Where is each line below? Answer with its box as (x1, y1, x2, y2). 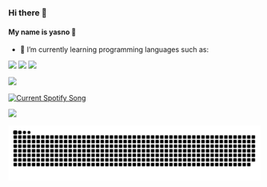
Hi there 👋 (8, 7, 48, 18)
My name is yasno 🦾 (8, 27, 77, 37)
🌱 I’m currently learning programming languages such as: (19, 45, 209, 54)
